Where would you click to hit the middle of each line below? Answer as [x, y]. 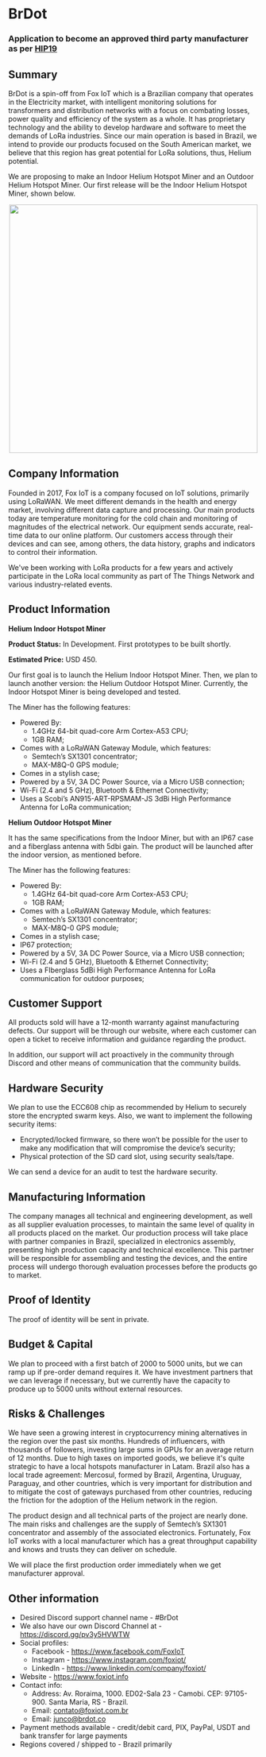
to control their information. [53, 552]
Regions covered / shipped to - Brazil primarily [96, 1744]
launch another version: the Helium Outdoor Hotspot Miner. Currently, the [128, 683]
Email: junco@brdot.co [69, 1719]
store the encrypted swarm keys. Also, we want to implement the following [130, 1116]
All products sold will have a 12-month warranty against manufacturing [124, 1022]
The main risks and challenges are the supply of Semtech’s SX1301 [118, 1524]
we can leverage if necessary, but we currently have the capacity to [119, 1380]
